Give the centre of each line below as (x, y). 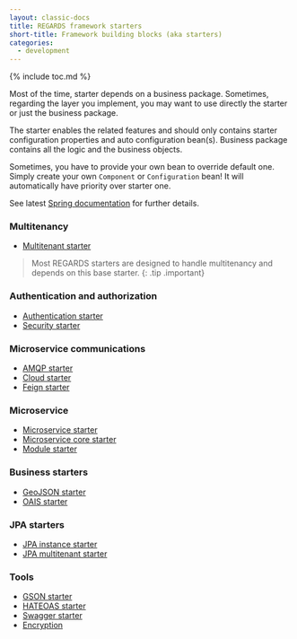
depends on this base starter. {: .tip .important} (118, 273)
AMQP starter (48, 368)
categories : (31, 43)
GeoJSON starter (54, 492)
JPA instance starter (60, 544)
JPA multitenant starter (65, 554)
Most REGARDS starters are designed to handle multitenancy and (152, 263)
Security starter (51, 325)
